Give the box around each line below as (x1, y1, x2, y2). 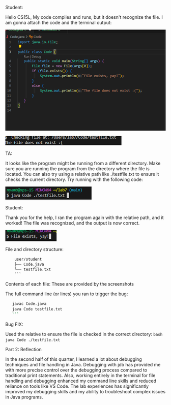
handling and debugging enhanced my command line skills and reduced (5, 378, 157, 384)
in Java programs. (5, 394, 43, 400)
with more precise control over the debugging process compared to (5, 367, 148, 373)
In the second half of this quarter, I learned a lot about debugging (5, 356, 142, 362)
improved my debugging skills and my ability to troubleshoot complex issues (5, 388, 166, 394)
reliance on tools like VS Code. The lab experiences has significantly (5, 383, 149, 389)
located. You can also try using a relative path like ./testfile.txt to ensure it (5, 171, 159, 177)
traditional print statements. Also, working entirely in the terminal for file (5, 372, 156, 378)
